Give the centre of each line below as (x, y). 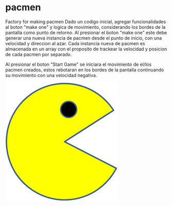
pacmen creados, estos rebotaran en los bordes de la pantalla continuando (85, 70)
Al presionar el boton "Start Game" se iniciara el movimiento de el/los (79, 64)
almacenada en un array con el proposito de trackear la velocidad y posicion (86, 49)
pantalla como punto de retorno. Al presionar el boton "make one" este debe (86, 32)
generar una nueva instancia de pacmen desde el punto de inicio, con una (84, 38)
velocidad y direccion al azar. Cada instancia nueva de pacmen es (75, 43)
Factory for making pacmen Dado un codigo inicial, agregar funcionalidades (86, 22)
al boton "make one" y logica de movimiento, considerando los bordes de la (85, 27)
